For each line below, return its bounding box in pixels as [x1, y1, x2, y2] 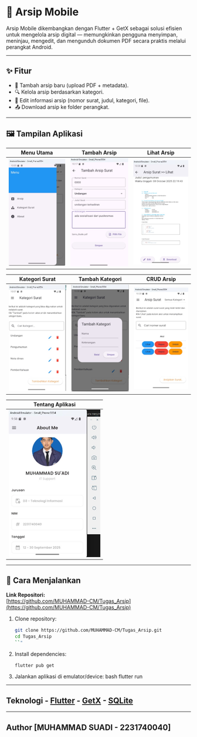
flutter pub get [14, 662, 55, 668]
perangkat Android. [6, 44, 53, 51]
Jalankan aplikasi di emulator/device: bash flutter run [14, 673, 143, 680]
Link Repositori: [6, 591, 46, 598]
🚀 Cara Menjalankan [6, 576, 81, 586]
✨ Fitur [6, 66, 32, 76]
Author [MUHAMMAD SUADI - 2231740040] [6, 722, 171, 732]
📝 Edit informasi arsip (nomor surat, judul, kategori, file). [14, 96, 150, 104]
